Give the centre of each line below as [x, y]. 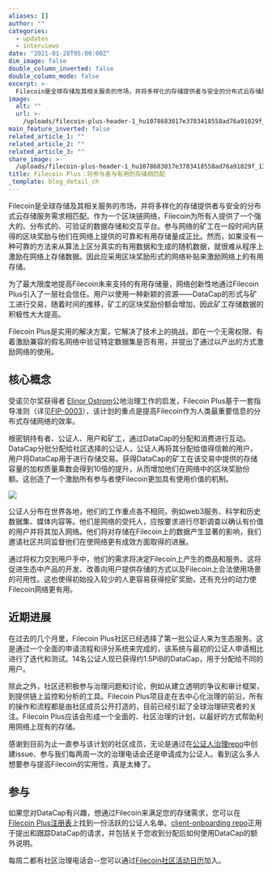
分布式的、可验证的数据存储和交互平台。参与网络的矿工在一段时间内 [143, 226]
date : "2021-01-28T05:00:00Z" [59, 53]
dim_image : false [38, 62]
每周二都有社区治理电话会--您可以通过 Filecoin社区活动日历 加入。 [117, 861]
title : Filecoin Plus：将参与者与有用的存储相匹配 [87, 174]
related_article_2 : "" [47, 144]
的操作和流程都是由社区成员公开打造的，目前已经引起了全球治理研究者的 [129, 706]
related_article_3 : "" [47, 152]
